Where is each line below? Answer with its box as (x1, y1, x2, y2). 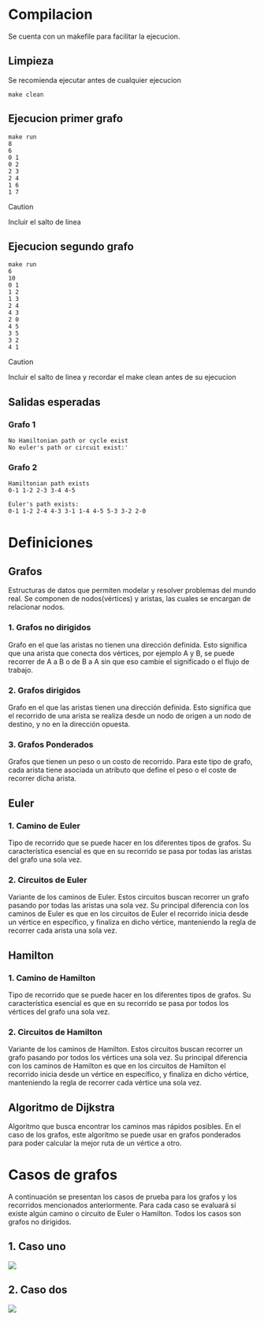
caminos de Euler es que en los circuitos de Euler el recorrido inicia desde (8, 909, 249, 918)
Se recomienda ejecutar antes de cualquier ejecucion (8, 75, 181, 84)
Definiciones (8, 533, 93, 551)
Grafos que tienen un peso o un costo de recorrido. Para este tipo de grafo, (8, 757, 254, 766)
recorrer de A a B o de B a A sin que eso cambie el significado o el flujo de (8, 656, 250, 666)
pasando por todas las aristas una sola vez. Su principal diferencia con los (8, 900, 250, 911)
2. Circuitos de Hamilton (8, 1026, 102, 1037)
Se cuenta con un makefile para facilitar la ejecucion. (8, 32, 180, 41)
